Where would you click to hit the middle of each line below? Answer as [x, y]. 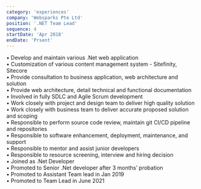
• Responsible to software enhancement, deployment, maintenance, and [97, 135]
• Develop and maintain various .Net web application [72, 58]
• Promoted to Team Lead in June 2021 [55, 181]
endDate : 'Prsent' [30, 40]
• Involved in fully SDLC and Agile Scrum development [75, 96]
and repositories [27, 129]
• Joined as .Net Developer [41, 161]
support [16, 142]
